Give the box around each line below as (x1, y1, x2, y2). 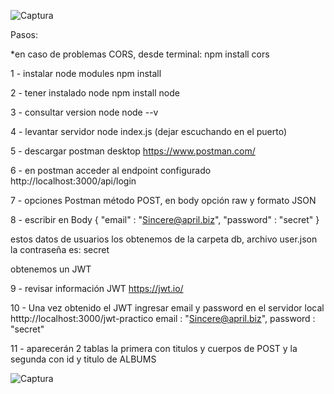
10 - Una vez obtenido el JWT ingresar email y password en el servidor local (10, 302, 325, 314)
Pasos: (10, 29, 39, 40)
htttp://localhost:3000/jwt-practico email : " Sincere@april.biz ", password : (10, 313, 316, 324)
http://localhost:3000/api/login (10, 175, 137, 187)
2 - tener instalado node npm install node (10, 87, 180, 99)
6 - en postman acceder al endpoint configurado (10, 165, 212, 176)
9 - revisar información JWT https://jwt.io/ (10, 283, 184, 294)
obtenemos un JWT (10, 263, 92, 275)
